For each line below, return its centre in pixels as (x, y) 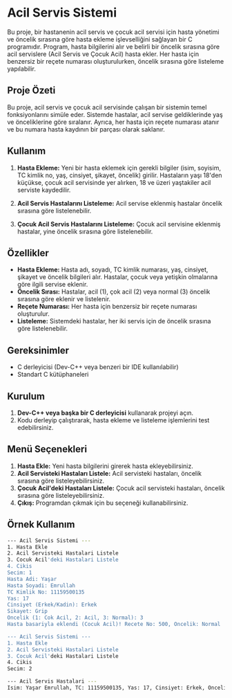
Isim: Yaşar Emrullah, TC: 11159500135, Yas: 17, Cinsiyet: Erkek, (106, 688)
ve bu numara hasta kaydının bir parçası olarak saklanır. (86, 129)
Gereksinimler (38, 350)
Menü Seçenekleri (47, 449)
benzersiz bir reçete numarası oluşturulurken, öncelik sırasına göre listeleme (116, 61)
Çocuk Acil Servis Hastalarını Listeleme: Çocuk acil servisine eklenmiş (119, 224)
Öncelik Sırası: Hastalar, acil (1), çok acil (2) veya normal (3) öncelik (114, 292)
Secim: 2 (20, 669)
